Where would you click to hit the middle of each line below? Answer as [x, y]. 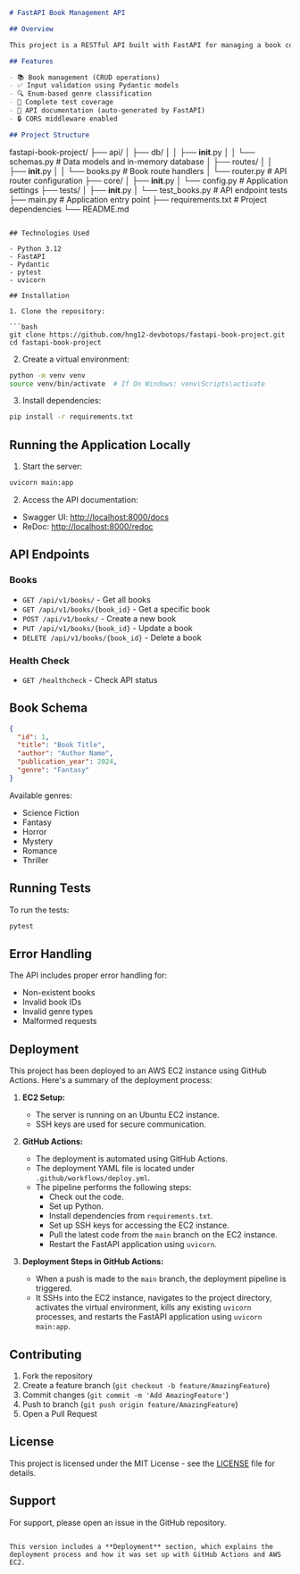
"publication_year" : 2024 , [67, 762]
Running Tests [50, 888]
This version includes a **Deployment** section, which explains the [142, 1546]
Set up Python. [76, 1206]
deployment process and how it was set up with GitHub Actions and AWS [145, 1554]
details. [23, 1472]
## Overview [31, 29]
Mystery [37, 841]
